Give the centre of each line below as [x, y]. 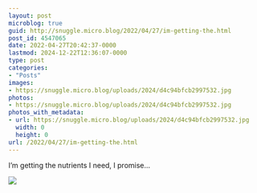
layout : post [30, 16]
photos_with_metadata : [46, 113]
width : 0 [30, 127]
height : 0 [32, 135]
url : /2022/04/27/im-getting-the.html [73, 142]
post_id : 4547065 [37, 38]
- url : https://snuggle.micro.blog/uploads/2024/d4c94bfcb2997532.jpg [129, 120]
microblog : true [35, 23]
